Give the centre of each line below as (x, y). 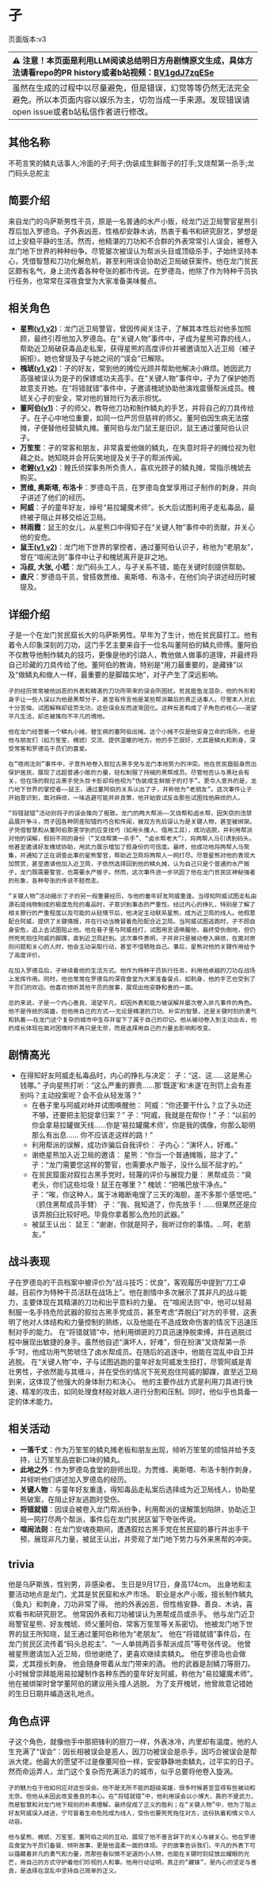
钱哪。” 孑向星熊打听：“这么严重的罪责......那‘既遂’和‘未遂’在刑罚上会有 (132, 1085)
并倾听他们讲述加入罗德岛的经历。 (75, 1479)
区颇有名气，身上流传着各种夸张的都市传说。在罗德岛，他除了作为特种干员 (129, 271)
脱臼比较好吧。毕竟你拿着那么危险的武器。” (115, 1214)
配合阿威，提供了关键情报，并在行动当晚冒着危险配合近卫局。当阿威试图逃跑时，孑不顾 (129, 922)
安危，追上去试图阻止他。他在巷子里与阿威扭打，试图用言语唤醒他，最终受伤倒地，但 (132, 930)
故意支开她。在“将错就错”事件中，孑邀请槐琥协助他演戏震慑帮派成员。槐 (137, 388)
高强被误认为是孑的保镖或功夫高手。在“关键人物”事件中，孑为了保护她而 (137, 378)
